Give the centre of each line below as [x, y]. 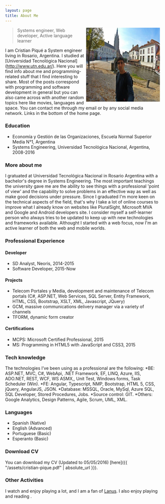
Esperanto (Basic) [30, 439]
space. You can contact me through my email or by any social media [74, 108]
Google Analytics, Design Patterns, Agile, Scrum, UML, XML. [66, 400]
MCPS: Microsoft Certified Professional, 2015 [58, 339]
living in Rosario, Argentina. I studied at [45, 55]
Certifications [20, 329]
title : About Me [22, 16]
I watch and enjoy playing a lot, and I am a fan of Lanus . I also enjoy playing [82, 491]
